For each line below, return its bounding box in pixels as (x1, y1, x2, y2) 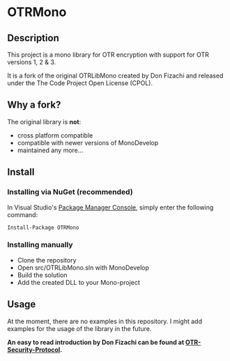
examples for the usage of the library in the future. (7, 324, 152, 332)
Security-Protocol (7, 345, 61, 353)
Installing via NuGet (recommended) (7, 187, 134, 197)
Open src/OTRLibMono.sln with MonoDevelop (17, 263, 150, 272)
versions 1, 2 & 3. (7, 58, 56, 66)
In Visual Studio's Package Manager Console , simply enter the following (7, 203, 214, 212)
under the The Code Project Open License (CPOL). (7, 79, 153, 87)
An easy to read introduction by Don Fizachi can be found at (7, 338, 185, 346)
